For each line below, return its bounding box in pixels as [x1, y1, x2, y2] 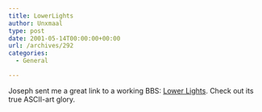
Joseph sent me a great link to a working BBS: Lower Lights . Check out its [8, 85, 254, 95]
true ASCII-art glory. [8, 94, 76, 104]
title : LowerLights [8, 11, 74, 20]
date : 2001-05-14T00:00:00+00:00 [8, 34, 121, 43]
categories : [8, 49, 48, 57]
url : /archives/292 [8, 42, 74, 50]
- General [15, 57, 48, 65]
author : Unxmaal [8, 19, 63, 27]
